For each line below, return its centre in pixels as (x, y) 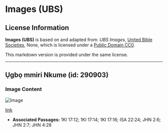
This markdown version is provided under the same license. (67, 54)
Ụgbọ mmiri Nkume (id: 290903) (57, 75)
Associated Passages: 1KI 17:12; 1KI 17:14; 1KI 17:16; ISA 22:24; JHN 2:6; (86, 119)
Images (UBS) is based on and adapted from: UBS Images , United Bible (79, 39)
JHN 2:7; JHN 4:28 (32, 125)
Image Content (24, 89)
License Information (37, 28)
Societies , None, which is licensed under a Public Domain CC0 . (70, 45)
